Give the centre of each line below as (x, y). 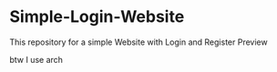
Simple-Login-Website (97, 17)
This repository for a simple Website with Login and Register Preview (138, 42)
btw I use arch (36, 59)
